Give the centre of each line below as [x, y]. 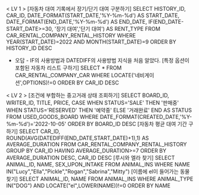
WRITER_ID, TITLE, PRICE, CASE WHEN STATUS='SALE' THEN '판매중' [93, 103]
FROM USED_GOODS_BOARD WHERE [52, 117]
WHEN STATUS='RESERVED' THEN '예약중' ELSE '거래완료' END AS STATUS [99, 110]
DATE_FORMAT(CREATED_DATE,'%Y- [146, 117]
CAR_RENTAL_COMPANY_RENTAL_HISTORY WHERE [71, 35]
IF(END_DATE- [166, 22]
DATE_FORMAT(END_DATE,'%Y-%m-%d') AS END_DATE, [77, 22]
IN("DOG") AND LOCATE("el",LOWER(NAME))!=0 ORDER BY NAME [88, 185]
